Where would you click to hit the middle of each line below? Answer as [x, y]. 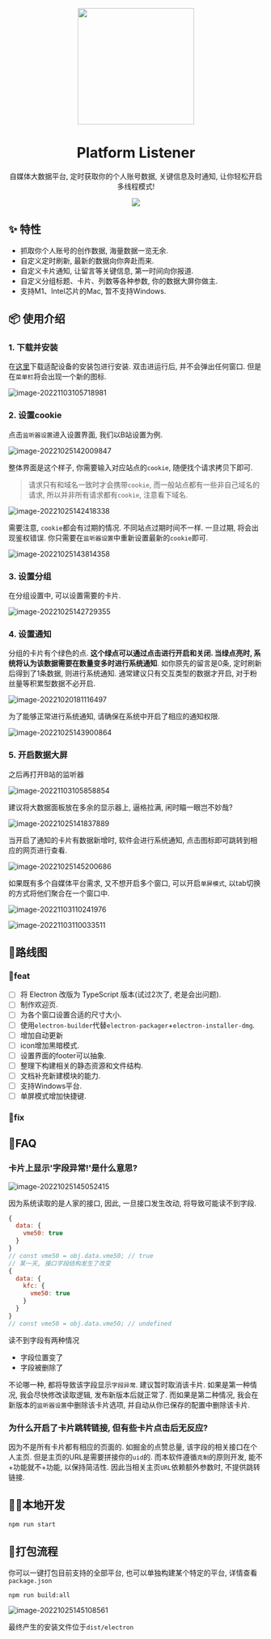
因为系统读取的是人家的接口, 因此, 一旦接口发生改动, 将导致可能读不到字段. [132, 1203]
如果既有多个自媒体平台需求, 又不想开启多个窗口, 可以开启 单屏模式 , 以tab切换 [135, 883]
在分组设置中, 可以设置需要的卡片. [65, 595]
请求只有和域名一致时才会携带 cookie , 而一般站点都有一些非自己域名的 [144, 485]
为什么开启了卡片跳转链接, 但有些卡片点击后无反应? [108, 1428]
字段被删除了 [41, 1367]
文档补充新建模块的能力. [60, 1075]
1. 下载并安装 [33, 348]
